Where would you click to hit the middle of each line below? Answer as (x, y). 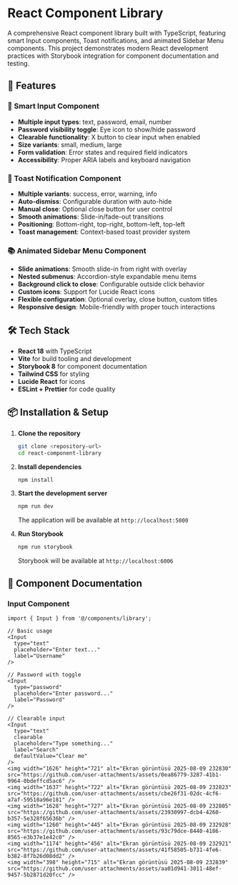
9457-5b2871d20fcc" (36, 875)
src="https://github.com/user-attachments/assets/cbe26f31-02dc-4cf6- (115, 793)
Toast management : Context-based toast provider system (104, 232)
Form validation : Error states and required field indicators (103, 152)
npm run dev (35, 506)
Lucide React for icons (51, 382)
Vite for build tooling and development (75, 359)
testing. (19, 63)
